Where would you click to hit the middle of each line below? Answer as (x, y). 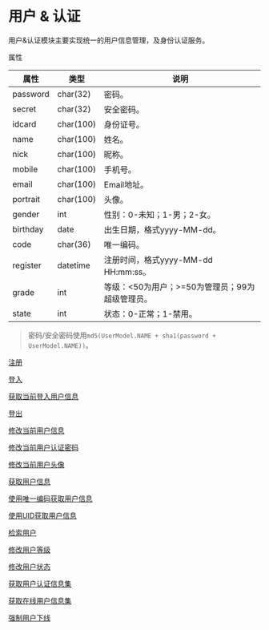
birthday (28, 229)
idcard (24, 123)
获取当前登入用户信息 (43, 396)
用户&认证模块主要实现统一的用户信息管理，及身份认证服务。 (109, 40)
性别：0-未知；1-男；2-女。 (160, 215)
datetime (74, 265)
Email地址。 (126, 184)
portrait (26, 199)
